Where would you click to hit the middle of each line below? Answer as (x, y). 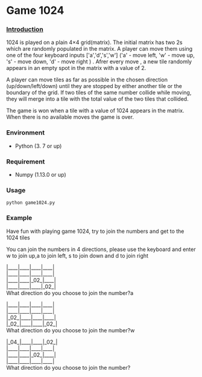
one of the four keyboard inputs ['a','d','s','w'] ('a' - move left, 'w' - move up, (100, 55)
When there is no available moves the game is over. (70, 117)
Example (19, 218)
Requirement (26, 162)
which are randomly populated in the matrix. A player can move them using (99, 49)
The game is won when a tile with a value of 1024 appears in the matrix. (95, 111)
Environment (26, 133)
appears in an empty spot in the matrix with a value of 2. (76, 68)
